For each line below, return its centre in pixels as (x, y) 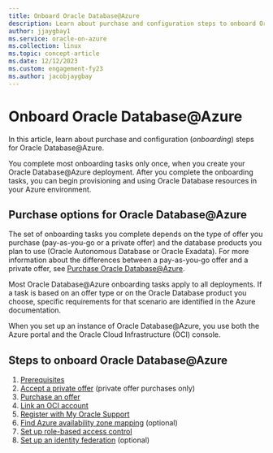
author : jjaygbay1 (39, 31)
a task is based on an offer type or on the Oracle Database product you (128, 293)
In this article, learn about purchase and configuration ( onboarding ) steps (131, 139)
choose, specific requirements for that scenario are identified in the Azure (132, 302)
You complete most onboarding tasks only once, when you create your (127, 163)
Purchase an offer (50, 397)
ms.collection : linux (45, 46)
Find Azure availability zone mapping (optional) (99, 423)
